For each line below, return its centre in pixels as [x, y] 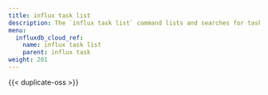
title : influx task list [49, 15]
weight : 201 [28, 60]
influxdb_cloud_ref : [49, 38]
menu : [17, 30]
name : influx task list [62, 45]
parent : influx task [57, 52]
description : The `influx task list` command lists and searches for [126, 23]
